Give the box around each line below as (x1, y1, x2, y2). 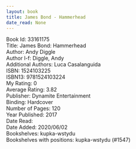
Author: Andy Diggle (6, 48, 56, 56)
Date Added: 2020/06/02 (6, 124, 68, 131)
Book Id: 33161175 (6, 36, 50, 43)
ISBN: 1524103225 (6, 67, 51, 74)
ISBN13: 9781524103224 (6, 73, 66, 80)
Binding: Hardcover (6, 99, 53, 106)
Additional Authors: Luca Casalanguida (6, 61, 101, 68)
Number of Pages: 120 (6, 105, 61, 112)
